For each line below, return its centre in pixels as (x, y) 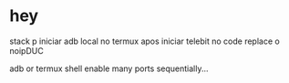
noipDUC (26, 50)
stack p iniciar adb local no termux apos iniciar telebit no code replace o (144, 41)
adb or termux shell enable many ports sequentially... (109, 68)
